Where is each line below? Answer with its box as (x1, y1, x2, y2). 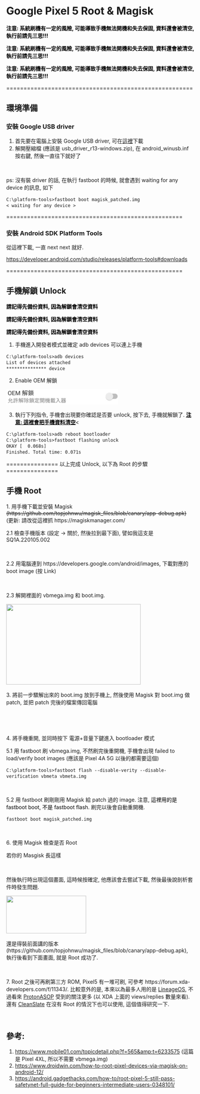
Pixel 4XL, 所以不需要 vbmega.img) (21, 1055, 109, 1063)
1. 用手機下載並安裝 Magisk (6, 503, 73, 510)
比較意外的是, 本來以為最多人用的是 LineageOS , (70, 985, 187, 993)
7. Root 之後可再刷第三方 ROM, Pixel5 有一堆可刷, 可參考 (6, 978, 144, 985)
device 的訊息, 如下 (6, 184, 54, 191)
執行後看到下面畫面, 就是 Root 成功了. (6, 954, 99, 961)
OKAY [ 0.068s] (6, 443, 47, 449)
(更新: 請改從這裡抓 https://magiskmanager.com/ (6, 516, 125, 523)
